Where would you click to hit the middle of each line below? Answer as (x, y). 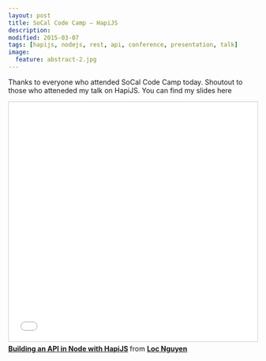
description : (30, 30)
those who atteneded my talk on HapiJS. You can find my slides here (120, 90)
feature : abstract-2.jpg (56, 60)
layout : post (30, 15)
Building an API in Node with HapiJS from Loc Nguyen (98, 348)
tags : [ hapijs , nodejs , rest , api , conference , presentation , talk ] (123, 45)
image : (19, 52)
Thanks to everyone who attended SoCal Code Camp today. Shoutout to (126, 82)
